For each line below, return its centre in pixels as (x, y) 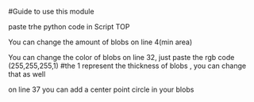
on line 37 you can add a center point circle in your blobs (101, 89)
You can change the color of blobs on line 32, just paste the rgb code (121, 57)
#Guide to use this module (51, 11)
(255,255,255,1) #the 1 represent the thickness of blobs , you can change (127, 66)
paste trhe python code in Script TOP (69, 26)
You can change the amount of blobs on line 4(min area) (100, 42)
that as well (27, 74)
